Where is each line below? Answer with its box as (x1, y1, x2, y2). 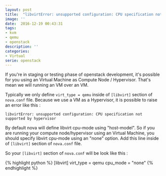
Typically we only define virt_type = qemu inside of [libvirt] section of (5, 92, 153, 98)
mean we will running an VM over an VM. (5, 82, 89, 88)
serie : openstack (5, 58, 41, 63)
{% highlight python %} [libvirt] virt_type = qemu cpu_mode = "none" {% (5, 160, 154, 166)
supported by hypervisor (5, 116, 56, 121)
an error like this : (5, 102, 41, 108)
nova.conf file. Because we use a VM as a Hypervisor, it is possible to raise (5, 97, 158, 103)
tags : (5, 26, 16, 31)
